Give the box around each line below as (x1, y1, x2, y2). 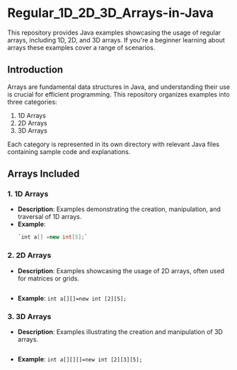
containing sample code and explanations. (7, 147, 131, 156)
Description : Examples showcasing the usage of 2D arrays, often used (17, 266, 225, 275)
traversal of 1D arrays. (17, 213, 82, 221)
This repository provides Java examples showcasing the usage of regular (7, 28, 221, 37)
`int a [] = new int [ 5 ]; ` (17, 234, 88, 241)
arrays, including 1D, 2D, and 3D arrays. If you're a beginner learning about (7, 35, 225, 44)
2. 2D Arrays (7, 251, 52, 261)
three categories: (7, 97, 58, 106)
